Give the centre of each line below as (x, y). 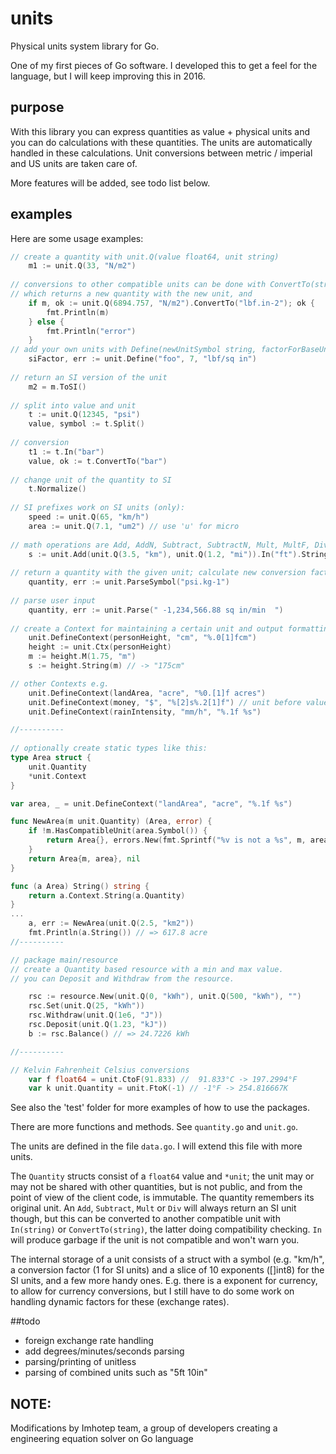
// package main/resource (64, 960)
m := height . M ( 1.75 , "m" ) (82, 657)
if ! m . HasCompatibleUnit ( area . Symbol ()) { (118, 831)
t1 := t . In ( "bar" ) (66, 452)
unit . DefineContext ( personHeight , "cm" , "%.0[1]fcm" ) (142, 638)
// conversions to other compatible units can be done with (138, 285)
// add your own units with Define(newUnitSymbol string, (133, 350)
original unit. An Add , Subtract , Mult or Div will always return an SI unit (153, 1208)
